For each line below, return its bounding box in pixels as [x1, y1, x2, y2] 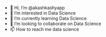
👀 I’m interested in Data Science [9, 10, 76, 16]
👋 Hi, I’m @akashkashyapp [9, 5, 65, 10]
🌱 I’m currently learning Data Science [9, 15, 87, 21]
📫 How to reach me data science [9, 26, 79, 32]
